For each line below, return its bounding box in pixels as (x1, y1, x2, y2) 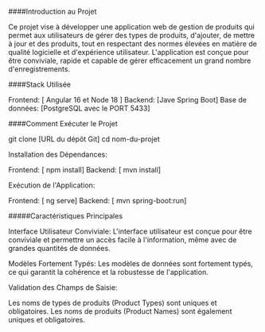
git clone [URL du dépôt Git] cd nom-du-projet (8, 134, 161, 144)
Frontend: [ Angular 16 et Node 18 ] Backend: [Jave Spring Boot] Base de (8, 95, 247, 104)
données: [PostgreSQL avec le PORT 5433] (8, 103, 150, 113)
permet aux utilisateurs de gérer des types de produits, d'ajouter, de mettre (8, 31, 255, 40)
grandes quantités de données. (8, 244, 111, 253)
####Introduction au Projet (8, 7, 97, 16)
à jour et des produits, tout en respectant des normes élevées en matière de (8, 39, 257, 48)
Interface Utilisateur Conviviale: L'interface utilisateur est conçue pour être (8, 226, 252, 236)
